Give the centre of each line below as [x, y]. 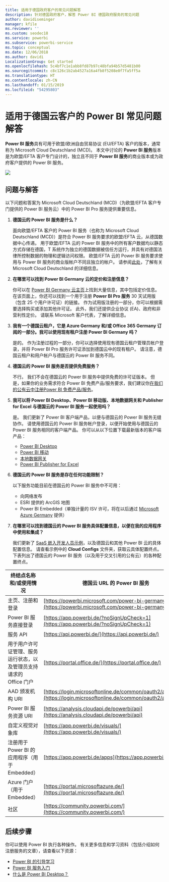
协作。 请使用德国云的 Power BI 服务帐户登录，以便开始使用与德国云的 [85, 424]
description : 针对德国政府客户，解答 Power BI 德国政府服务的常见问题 [72, 15]
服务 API [18, 635]
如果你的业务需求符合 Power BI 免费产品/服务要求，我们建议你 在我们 [92, 383]
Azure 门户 [21, 782]
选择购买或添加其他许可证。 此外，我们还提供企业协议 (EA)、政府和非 [89, 309]
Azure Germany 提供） [44, 515]
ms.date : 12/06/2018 [27, 52]
